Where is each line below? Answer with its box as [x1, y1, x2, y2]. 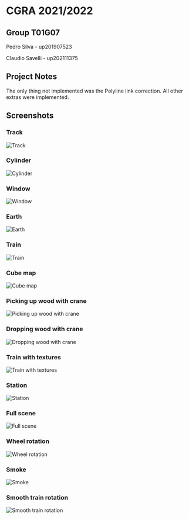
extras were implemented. [6, 93, 69, 101]
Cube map [6, 269, 36, 277]
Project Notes [6, 72, 58, 82]
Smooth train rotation [6, 493, 69, 501]
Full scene [6, 409, 36, 418]
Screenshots [6, 111, 54, 121]
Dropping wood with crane [6, 325, 83, 333]
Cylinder [6, 156, 31, 164]
